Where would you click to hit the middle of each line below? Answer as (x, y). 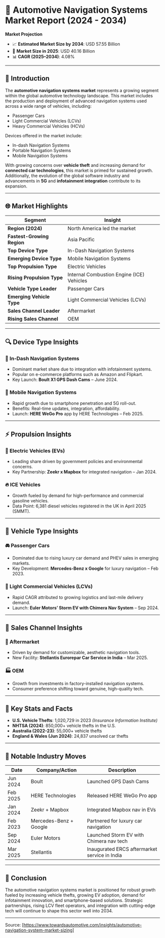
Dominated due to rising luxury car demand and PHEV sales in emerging (85, 558)
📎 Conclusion (26, 878)
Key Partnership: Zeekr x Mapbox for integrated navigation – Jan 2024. (84, 472)
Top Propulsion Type (32, 266)
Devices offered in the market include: (44, 135)
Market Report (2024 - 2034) (66, 20)
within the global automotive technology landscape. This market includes (79, 95)
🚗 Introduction (27, 78)
